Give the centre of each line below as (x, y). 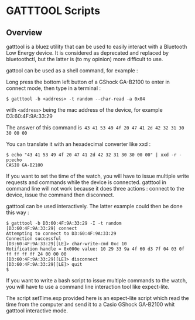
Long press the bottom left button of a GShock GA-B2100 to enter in (88, 82)
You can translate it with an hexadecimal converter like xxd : (78, 144)
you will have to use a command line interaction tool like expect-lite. (88, 287)
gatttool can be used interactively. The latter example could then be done (94, 206)
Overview (24, 33)
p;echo (14, 160)
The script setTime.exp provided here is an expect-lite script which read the (97, 298)
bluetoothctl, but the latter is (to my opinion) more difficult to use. (85, 59)
